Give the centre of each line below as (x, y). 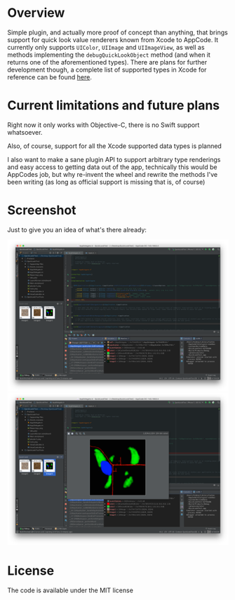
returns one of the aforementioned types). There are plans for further (107, 62)
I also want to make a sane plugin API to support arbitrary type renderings (114, 159)
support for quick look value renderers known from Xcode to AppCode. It (113, 39)
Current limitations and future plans (114, 106)
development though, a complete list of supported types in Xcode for (107, 69)
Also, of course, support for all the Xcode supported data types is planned (115, 146)
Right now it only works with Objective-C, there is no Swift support (103, 125)
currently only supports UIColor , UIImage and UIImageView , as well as (106, 47)
